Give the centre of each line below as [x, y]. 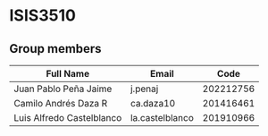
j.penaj [144, 89]
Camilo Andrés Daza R [61, 103]
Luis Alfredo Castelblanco [68, 118]
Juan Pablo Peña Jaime [63, 89]
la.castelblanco [162, 118]
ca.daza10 [153, 103]
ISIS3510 [42, 16]
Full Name [68, 74]
